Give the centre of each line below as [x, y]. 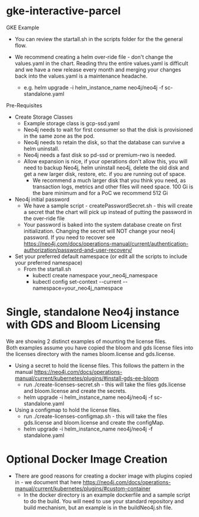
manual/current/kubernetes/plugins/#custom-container [83, 488]
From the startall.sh [47, 269]
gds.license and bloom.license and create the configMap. [94, 422]
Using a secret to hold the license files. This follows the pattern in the [99, 366]
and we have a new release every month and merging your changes [98, 69]
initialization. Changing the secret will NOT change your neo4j [99, 231]
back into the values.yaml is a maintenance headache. [81, 76]
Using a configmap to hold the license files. [68, 410]
